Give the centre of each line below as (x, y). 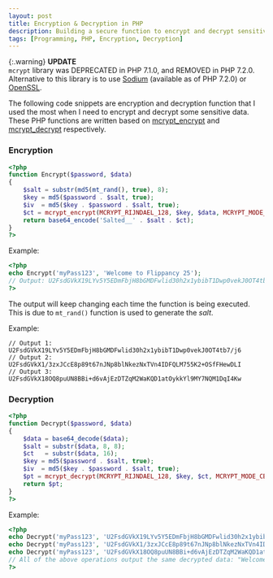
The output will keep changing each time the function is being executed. (129, 304)
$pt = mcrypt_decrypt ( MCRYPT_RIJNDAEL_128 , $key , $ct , (118, 476)
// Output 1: (30, 343)
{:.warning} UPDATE (43, 62)
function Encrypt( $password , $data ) (70, 175)
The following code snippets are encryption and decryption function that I (132, 103)
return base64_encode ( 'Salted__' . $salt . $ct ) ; (109, 220)
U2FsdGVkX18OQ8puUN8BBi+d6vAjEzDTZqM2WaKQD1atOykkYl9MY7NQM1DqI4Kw (125, 379)
